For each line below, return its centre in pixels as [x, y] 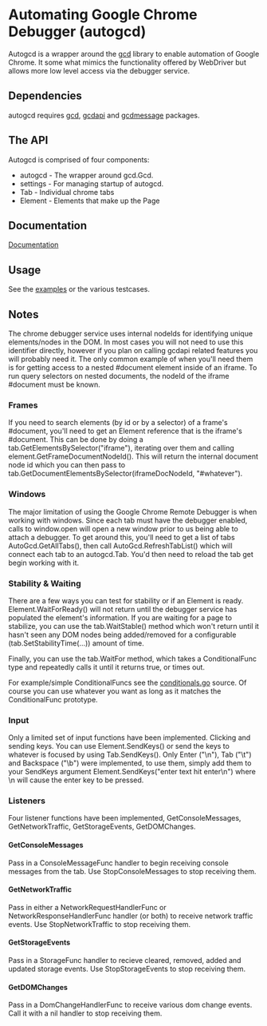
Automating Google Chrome [103, 15]
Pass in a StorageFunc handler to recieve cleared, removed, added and [125, 960]
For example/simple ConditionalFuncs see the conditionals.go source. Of [128, 682]
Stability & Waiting [45, 583]
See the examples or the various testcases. [79, 289]
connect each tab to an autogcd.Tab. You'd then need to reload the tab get [131, 554]
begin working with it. [44, 563]
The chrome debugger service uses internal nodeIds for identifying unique [131, 334]
